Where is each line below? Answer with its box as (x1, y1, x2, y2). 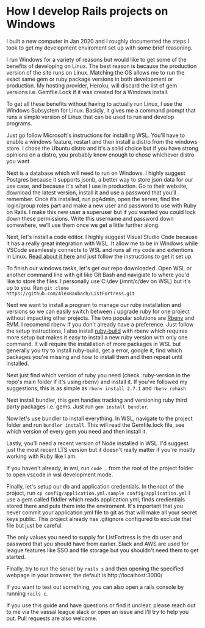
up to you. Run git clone (6, 284, 69, 291)
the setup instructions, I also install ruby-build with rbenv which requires (6, 327, 188, 334)
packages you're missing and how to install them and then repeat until (6, 353, 183, 360)
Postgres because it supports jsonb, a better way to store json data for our (6, 175, 193, 183)
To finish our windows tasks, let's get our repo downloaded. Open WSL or (6, 264, 192, 272)
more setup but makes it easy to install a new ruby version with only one (6, 333, 188, 341)
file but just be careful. (6, 522, 63, 529)
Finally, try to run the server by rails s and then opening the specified (6, 564, 184, 572)
